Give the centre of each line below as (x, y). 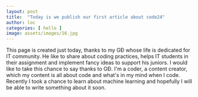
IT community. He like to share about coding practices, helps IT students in (97, 56)
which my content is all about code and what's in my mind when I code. (93, 75)
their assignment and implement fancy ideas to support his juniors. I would (97, 63)
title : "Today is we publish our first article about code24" (86, 17)
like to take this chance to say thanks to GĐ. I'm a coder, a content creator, (97, 69)
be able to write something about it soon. (56, 88)
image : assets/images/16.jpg (42, 34)
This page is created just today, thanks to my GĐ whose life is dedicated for (98, 50)
